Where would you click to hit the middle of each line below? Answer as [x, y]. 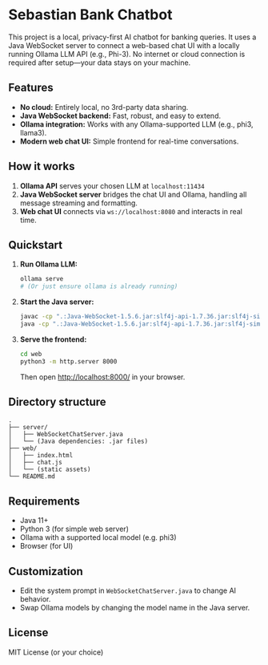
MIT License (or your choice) [56, 652]
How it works [42, 166]
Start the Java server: [57, 302]
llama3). [33, 132]
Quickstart [36, 245]
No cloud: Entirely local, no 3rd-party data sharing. [104, 107]
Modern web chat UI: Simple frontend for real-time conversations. [129, 141]
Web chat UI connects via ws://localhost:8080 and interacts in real [131, 211]
